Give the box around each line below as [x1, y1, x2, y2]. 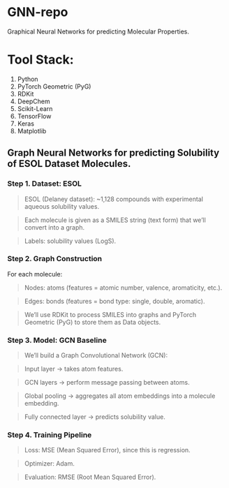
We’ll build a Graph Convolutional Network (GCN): [24, 351, 168, 360]
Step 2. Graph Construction [7, 254, 103, 264]
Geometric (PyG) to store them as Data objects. [24, 318, 161, 326]
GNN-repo [7, 4, 68, 20]
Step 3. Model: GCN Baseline [7, 335, 107, 345]
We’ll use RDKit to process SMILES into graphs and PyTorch [24, 310, 197, 318]
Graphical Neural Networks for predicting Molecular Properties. [7, 27, 190, 36]
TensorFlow [17, 112, 52, 120]
